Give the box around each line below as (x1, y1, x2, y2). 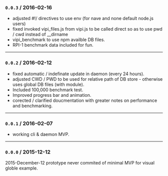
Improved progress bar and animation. (12, 92, 91, 98)
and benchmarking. (12, 102, 53, 109)
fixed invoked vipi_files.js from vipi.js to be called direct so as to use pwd (12, 26, 162, 32)
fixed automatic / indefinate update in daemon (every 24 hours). (12, 71, 144, 77)
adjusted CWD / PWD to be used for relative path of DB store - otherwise (12, 76, 163, 82)
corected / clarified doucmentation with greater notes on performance (12, 97, 157, 103)
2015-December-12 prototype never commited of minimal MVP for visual (5, 160, 155, 166)
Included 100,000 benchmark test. (12, 87, 83, 93)
